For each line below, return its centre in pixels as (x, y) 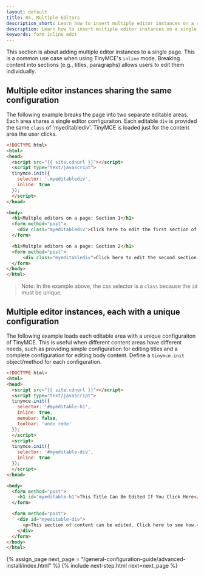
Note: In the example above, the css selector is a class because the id (109, 286)
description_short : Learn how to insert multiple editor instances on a (100, 23)
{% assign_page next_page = (43, 559)
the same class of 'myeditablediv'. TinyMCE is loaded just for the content (98, 127)
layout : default (27, 12)
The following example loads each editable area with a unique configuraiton (101, 336)
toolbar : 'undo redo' (44, 423)
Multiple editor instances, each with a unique (93, 312)
